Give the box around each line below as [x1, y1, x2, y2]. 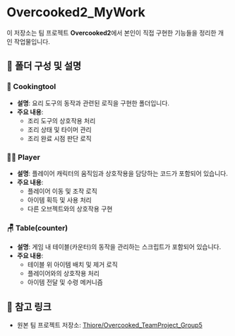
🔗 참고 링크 [6, 301, 52, 313]
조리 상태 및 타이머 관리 [27, 125, 92, 134]
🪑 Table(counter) [6, 223, 68, 233]
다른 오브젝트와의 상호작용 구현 [27, 204, 113, 213]
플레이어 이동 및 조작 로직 [27, 187, 98, 195]
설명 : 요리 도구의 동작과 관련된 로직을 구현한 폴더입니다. [16, 98, 170, 107]
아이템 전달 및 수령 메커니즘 [27, 278, 103, 286]
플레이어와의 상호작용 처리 [27, 270, 100, 278]
